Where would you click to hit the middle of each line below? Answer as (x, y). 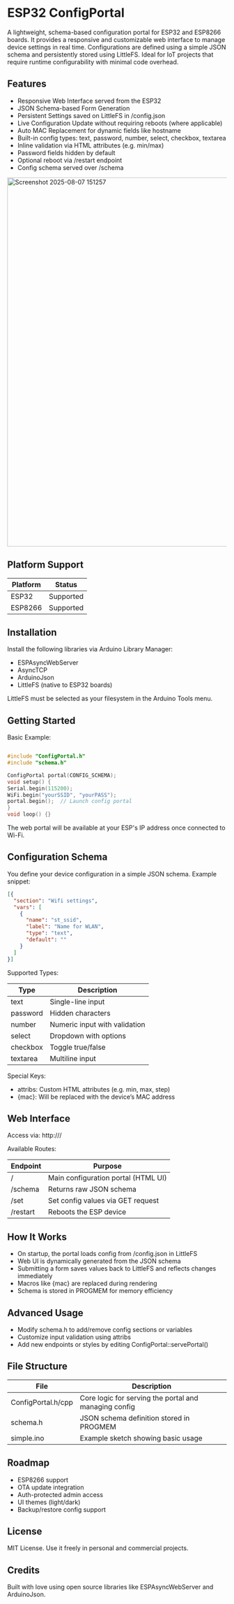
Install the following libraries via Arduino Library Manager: (90, 649)
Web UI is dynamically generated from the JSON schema (99, 1261)
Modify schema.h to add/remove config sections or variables (105, 1329)
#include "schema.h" (37, 763)
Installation (32, 632)
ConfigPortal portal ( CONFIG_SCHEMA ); (62, 775)
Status (67, 584)
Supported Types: (33, 972)
